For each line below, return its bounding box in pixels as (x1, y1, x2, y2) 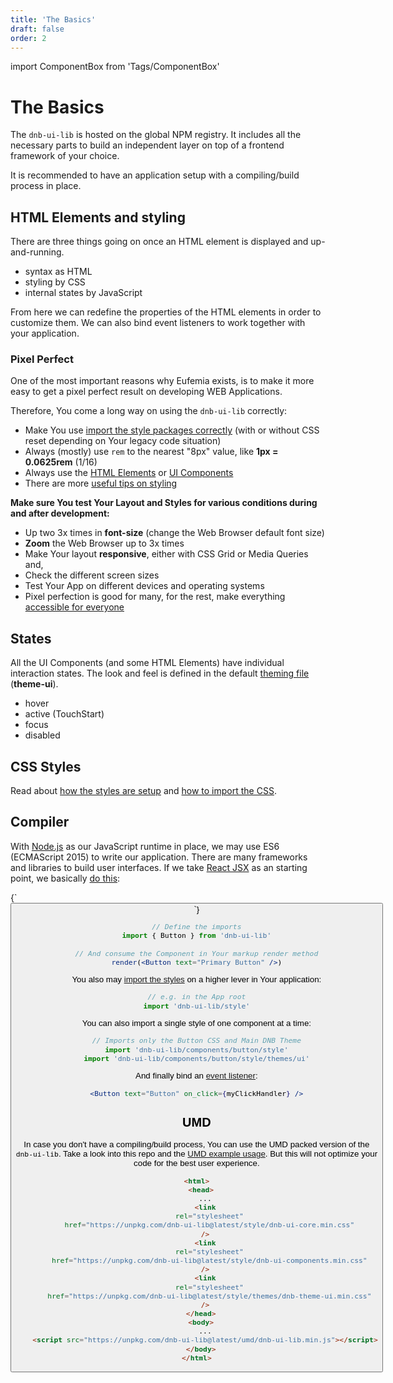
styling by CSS (24, 276, 86, 288)
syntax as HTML (24, 266, 93, 278)
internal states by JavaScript (24, 287, 143, 299)
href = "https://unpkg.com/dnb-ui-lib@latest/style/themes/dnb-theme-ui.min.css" (47, 1291, 372, 1301)
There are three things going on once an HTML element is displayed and (10, 236, 309, 248)
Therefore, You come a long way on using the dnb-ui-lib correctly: (10, 405, 288, 417)
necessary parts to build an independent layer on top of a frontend (10, 139, 285, 151)
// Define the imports (151, 922, 242, 932)
